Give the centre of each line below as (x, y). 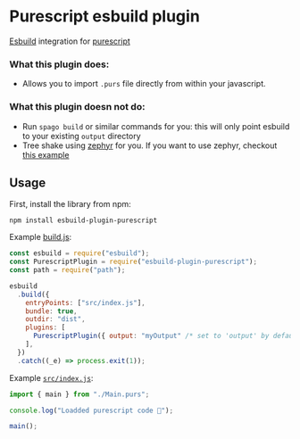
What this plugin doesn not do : (77, 107)
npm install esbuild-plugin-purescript (83, 220)
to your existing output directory (81, 136)
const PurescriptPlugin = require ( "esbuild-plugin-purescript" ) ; (133, 262)
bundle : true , (51, 311)
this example (46, 154)
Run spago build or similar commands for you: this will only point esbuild (156, 126)
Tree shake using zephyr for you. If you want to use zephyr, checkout (150, 145)
